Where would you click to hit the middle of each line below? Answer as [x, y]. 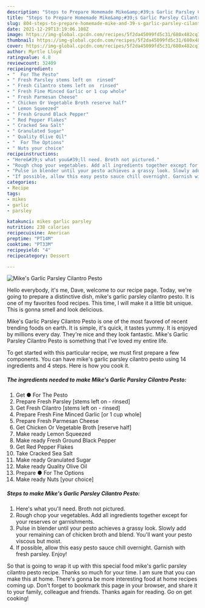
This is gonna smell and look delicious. [55, 309]
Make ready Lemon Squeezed [53, 434]
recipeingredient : [30, 69]
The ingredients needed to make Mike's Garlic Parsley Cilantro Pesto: [97, 380]
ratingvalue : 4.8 [29, 57]
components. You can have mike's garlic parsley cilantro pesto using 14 [96, 359]
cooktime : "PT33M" [30, 244]
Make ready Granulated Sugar [53, 460]
